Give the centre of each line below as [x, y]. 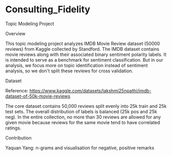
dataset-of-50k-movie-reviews [38, 96]
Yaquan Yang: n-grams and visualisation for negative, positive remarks [80, 148]
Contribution [18, 138]
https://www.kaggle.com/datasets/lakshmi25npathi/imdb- [91, 90]
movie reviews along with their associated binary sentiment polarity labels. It [86, 54]
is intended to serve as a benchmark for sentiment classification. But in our [84, 60]
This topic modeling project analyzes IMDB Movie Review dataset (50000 [83, 43]
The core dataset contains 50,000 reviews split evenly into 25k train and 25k [86, 106]
